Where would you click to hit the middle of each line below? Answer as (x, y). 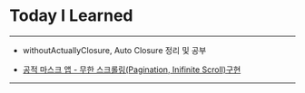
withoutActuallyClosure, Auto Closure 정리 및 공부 (114, 50)
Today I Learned (71, 16)
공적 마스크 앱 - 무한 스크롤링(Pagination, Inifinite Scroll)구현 (132, 70)
